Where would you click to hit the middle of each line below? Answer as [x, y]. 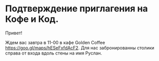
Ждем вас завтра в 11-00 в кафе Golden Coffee [55, 42]
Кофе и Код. [32, 19]
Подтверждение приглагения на [76, 9]
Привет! [14, 33]
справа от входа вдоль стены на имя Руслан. [54, 53]
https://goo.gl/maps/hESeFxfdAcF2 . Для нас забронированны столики [80, 48]
